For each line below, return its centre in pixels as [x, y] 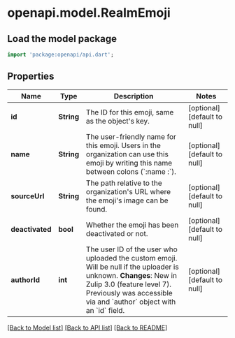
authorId [26, 279]
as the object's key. [118, 121]
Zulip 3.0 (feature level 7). [129, 284]
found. [97, 209]
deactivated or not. [117, 233]
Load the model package [62, 39]
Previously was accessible [129, 293]
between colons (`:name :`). [131, 171]
